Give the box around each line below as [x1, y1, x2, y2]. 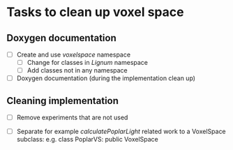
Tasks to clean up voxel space [6, 4, 184, 20]
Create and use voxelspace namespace [16, 50, 130, 59]
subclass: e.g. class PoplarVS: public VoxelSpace [16, 135, 158, 144]
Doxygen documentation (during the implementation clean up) [16, 74, 196, 82]
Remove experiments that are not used [16, 113, 128, 122]
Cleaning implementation [6, 95, 119, 107]
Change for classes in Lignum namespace [27, 59, 148, 67]
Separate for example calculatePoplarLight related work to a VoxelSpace [16, 127, 226, 136]
